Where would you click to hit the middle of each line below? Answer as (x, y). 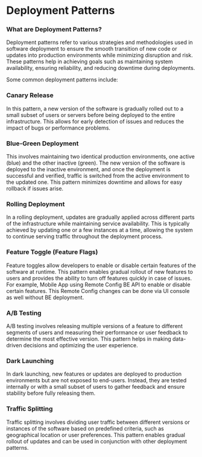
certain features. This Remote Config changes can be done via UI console (98, 291)
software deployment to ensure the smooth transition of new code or (92, 49)
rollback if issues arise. (35, 189)
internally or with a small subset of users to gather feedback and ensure (96, 387)
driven (14, 345)
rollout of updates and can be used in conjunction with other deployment (97, 441)
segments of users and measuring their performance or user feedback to (97, 332)
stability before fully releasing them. (51, 393)
